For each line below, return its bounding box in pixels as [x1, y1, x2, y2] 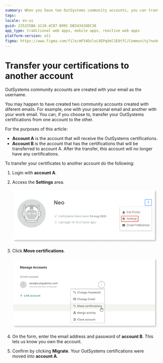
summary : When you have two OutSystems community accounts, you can [5, 8, 147, 13]
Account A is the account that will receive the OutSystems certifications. [12, 135, 158, 141]
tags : [5, 13, 16, 18]
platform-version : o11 [5, 34, 51, 38]
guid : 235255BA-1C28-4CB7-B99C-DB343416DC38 [5, 23, 97, 28]
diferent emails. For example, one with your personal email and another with [5, 106, 157, 112]
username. [5, 91, 27, 97]
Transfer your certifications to [5, 60, 130, 71]
